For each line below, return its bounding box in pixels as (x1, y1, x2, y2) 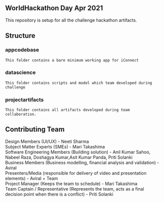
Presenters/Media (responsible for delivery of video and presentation (5, 170, 147, 176)
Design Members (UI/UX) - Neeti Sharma (5, 138, 89, 144)
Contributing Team (5, 125, 65, 134)
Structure (5, 32, 36, 40)
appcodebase (5, 47, 39, 54)
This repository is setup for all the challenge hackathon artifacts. (5, 17, 137, 23)
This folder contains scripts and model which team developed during (5, 80, 153, 85)
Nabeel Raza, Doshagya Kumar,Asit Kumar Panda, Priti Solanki (5, 154, 133, 160)
